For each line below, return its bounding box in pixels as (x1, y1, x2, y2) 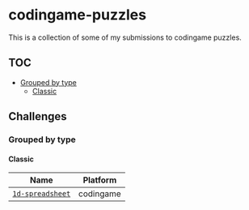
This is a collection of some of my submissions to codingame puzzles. (8, 32, 243, 42)
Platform (82, 174, 117, 186)
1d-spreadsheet (12, 189, 71, 199)
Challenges (8, 109, 67, 123)
